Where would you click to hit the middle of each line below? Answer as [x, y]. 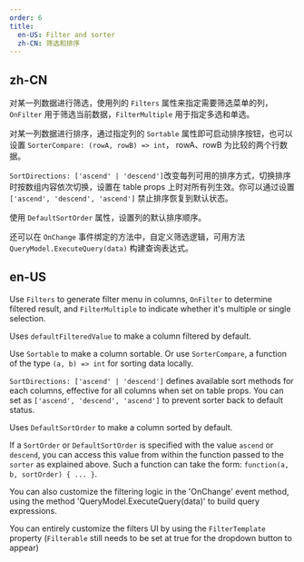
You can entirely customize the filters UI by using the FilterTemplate [137, 528]
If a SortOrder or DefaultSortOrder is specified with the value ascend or [142, 445]
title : [22, 26]
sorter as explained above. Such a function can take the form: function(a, [149, 464]
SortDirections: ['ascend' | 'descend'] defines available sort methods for [152, 380]
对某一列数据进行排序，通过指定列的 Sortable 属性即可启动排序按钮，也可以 [151, 133]
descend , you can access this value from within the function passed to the [147, 454]
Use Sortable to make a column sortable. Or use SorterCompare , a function [148, 353]
